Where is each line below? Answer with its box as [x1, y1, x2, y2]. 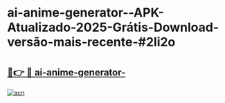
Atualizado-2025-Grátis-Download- [7, 19, 219, 35]
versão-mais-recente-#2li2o [7, 35, 176, 50]
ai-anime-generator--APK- [7, 5, 165, 21]
